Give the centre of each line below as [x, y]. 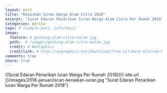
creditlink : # [24, 51]
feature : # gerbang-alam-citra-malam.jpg [53, 38]
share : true [17, 61]
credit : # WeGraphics [32, 47]
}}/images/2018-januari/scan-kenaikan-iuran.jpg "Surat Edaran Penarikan [80, 80]
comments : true [21, 56]
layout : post [19, 10]
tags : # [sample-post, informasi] [41, 28]
